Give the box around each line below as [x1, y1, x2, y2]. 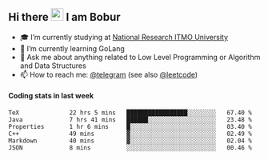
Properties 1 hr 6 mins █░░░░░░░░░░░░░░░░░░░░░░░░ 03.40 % [8, 123, 252, 131]
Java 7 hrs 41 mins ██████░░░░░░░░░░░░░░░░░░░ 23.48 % [8, 116, 252, 124]
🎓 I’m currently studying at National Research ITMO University [19, 32, 228, 42]
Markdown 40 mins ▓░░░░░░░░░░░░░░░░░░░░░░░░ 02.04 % [8, 137, 252, 145]
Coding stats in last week [8, 91, 94, 101]
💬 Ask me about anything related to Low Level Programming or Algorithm [19, 52, 261, 62]
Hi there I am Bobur [8, 10, 122, 24]
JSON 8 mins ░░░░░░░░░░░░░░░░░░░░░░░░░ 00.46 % [8, 144, 252, 152]
